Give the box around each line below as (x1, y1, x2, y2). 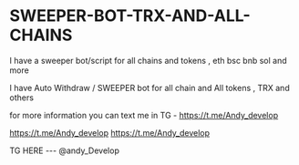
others (9, 92, 35, 103)
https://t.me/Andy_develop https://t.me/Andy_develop (9, 127, 211, 138)
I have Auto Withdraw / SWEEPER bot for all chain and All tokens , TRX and (9, 82, 290, 93)
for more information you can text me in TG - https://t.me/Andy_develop (9, 109, 279, 120)
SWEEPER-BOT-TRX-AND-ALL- (9, 5, 251, 26)
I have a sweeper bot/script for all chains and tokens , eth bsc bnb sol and (9, 55, 287, 66)
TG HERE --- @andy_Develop (9, 145, 120, 156)
